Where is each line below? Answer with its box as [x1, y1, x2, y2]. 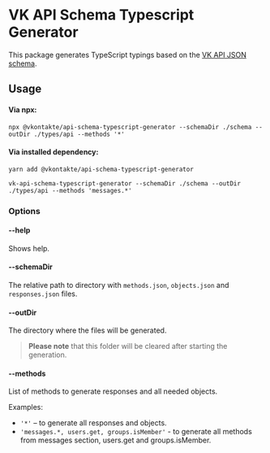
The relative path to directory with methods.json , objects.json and [8, 281, 229, 290]
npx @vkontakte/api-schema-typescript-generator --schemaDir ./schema [8, 123, 252, 131]
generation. [28, 350, 67, 359]
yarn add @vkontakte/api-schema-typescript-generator [8, 165, 195, 173]
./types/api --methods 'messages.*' [8, 186, 132, 194]
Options [8, 205, 41, 216]
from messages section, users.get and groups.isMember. [19, 435, 212, 445]
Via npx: [8, 104, 37, 115]
